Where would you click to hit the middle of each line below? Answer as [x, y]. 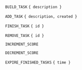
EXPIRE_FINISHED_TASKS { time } [38, 63]
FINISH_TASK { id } [25, 26]
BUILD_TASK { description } [33, 7]
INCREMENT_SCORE [22, 44]
